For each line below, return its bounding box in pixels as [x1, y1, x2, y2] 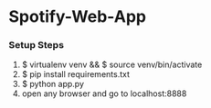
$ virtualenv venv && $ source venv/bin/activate [21, 59, 203, 70]
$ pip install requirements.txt [21, 69, 130, 80]
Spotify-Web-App [8, 6, 147, 27]
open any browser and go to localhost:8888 [21, 88, 187, 99]
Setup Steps [8, 39, 65, 52]
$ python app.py [21, 79, 84, 90]
